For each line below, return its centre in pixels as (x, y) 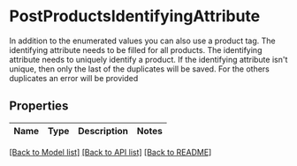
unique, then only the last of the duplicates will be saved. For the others (139, 69)
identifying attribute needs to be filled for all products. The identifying (136, 49)
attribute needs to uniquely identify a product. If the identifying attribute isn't (148, 59)
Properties (39, 106)
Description (103, 131)
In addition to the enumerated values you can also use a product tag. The (142, 41)
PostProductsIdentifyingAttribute (135, 16)
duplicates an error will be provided (74, 78)
